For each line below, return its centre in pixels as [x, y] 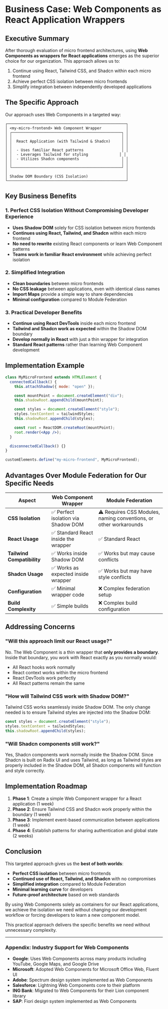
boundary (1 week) [32, 814]
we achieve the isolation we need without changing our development [76, 910]
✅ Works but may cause [126, 553]
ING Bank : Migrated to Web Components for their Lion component [80, 990]
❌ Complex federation [124, 588]
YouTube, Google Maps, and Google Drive [55, 964]
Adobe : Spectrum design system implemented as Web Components [82, 980]
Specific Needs [29, 483]
